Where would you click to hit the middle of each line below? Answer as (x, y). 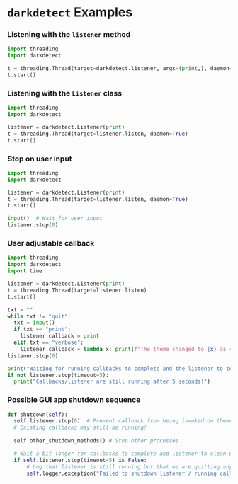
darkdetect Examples (70, 12)
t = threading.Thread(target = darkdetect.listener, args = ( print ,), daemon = (120, 69)
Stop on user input (40, 159)
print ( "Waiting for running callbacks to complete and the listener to (115, 369)
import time (25, 271)
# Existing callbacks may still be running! (80, 428)
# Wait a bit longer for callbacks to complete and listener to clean (120, 454)
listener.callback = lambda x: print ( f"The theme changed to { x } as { (126, 349)
